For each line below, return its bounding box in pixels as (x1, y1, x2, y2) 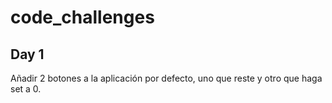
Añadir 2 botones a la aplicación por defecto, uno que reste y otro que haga (10, 72, 323, 84)
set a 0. (10, 83, 42, 95)
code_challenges (10, 6, 155, 29)
